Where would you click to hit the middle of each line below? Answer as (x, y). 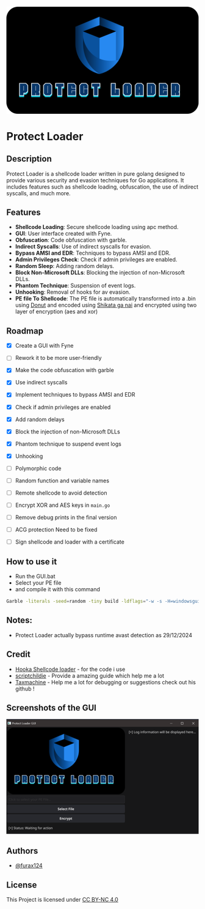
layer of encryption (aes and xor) (56, 312)
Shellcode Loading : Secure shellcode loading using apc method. (97, 227)
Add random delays (40, 419)
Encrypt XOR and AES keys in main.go (63, 505)
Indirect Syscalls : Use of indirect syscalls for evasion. (83, 247)
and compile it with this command (58, 589)
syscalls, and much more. (39, 193)
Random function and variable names (62, 481)
